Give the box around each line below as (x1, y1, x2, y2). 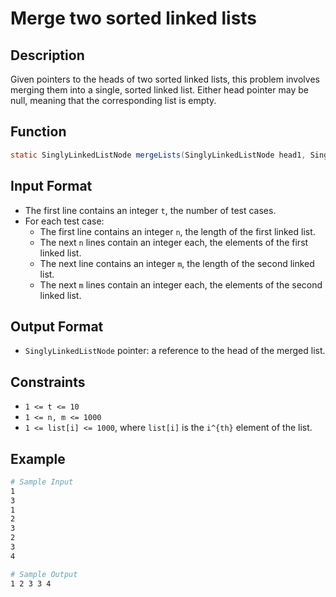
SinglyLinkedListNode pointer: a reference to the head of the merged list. (24, 345, 326, 357)
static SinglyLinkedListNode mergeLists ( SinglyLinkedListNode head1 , (10, 150, 307, 160)
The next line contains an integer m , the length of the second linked (39, 257, 315, 269)
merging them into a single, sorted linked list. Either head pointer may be (10, 84, 309, 96)
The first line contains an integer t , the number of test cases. (24, 204, 277, 216)
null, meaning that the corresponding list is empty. (10, 95, 217, 106)
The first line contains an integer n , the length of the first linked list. (39, 225, 316, 237)
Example (10, 450, 66, 467)
